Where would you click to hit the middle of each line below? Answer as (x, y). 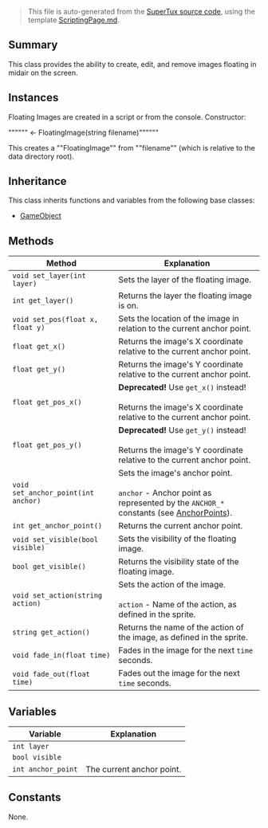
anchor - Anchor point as (165, 493)
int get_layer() (43, 301)
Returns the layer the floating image (185, 296)
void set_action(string (57, 596)
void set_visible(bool (55, 540)
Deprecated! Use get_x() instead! (182, 387)
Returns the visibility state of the (179, 562)
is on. (128, 306)
